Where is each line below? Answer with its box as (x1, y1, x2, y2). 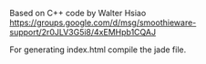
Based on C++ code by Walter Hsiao (9, 8, 147, 18)
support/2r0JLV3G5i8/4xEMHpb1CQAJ (9, 27, 157, 37)
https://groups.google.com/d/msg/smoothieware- (9, 17, 197, 28)
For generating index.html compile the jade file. (9, 44, 187, 55)
